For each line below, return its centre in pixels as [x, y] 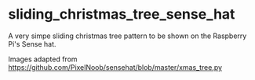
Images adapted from [43, 59]
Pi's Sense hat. [32, 43]
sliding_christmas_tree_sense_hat [122, 14]
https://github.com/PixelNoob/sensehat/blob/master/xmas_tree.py [115, 67]
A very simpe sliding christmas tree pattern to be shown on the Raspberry [127, 36]
